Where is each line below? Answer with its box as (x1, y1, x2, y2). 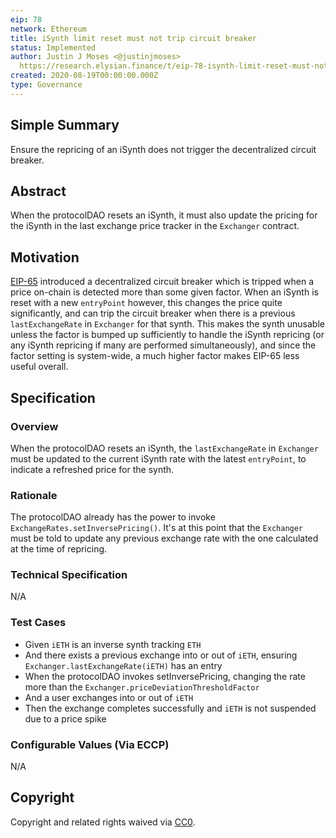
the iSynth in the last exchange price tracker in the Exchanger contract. (10, 220, 300, 232)
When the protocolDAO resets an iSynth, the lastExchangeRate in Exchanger (10, 442, 319, 454)
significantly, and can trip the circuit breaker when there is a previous (10, 307, 296, 320)
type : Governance (10, 80, 83, 90)
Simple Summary (10, 117, 120, 134)
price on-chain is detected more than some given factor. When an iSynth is (10, 286, 319, 298)
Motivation (10, 249, 80, 266)
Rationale (10, 488, 58, 502)
